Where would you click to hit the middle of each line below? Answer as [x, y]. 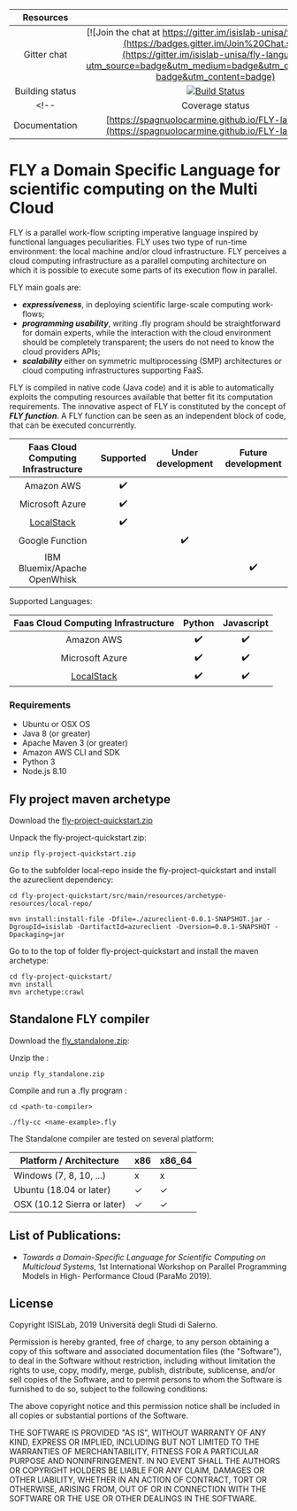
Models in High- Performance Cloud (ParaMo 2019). [117, 1275]
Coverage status [215, 105]
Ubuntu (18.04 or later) [62, 1189]
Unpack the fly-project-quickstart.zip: [78, 838]
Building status [46, 91]
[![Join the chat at [123, 32]
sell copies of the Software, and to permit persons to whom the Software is [146, 1380]
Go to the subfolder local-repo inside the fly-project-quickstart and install [143, 871]
